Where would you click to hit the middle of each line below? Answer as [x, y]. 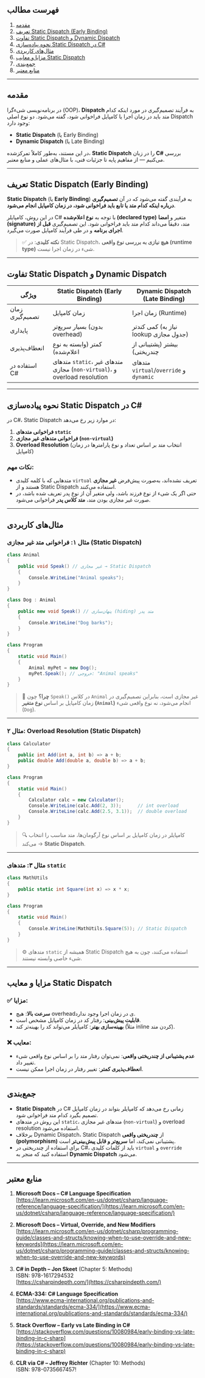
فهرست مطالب [33, 10]
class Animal [23, 555]
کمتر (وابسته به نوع [77, 344]
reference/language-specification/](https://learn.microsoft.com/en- [100, 1206]
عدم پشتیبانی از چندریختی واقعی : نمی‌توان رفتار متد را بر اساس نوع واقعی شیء [105, 1055]
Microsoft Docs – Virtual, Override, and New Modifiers [85, 1225]
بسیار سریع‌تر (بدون [78, 327]
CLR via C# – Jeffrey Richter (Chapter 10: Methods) [80, 1363]
